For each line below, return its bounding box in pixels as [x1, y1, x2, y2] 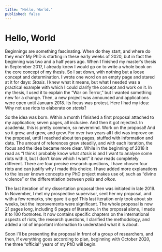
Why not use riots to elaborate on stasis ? [5, 105, 87, 111]
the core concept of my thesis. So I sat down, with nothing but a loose [5, 69, 145, 75]
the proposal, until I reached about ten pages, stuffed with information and [5, 135, 153, 141]
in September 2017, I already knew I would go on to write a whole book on [5, 64, 152, 70]
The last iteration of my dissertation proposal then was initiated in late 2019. [5, 186, 156, 191]
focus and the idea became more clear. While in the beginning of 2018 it [5, 145, 148, 151]
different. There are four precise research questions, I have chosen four [5, 161, 148, 167]
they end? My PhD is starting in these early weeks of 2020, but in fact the [5, 54, 152, 60]
